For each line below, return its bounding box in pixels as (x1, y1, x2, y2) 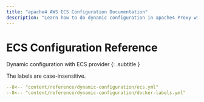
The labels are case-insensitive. (6, 72, 86, 80)
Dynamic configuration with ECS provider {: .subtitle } (6, 61, 140, 68)
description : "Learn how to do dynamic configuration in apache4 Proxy (6, 15, 191, 21)
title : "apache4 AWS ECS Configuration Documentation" (6, 8, 148, 15)
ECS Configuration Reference (6, 41, 158, 55)
